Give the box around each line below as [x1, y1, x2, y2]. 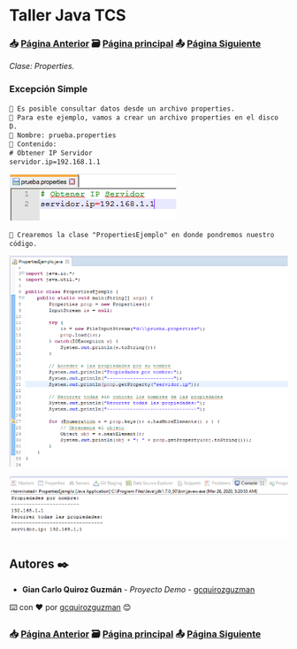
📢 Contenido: [9, 139, 57, 149]
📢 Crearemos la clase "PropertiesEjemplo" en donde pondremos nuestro [9, 230, 275, 239]
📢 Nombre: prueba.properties [9, 130, 117, 140]
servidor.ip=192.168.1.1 [9, 157, 101, 166]
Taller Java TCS [9, 5, 126, 26]
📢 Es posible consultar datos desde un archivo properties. [9, 104, 236, 113]
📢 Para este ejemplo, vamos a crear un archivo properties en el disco [9, 112, 278, 122]
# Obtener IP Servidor [9, 148, 93, 158]
